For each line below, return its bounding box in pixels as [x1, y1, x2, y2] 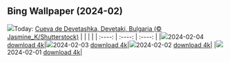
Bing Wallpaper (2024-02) [7, 5, 123, 17]
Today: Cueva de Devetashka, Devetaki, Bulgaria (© [14, 24, 162, 33]
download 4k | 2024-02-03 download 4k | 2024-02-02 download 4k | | [7, 40, 216, 49]
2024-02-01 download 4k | [7, 48, 83, 56]
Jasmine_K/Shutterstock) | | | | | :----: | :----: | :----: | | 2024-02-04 [7, 32, 204, 40]
